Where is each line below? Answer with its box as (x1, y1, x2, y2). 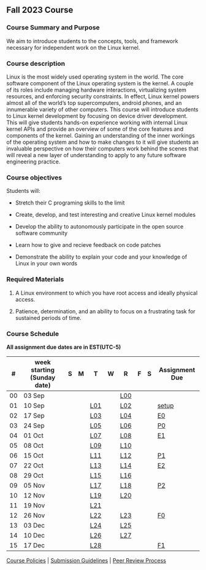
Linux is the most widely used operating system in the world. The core (6, 73, 184, 80)
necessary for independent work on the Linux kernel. (6, 44, 140, 51)
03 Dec (23, 521, 45, 529)
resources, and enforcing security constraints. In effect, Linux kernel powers (6, 92, 200, 100)
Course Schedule (6, 329, 59, 338)
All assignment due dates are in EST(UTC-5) (6, 343, 121, 351)
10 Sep (23, 401, 45, 410)
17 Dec (23, 541, 45, 549)
